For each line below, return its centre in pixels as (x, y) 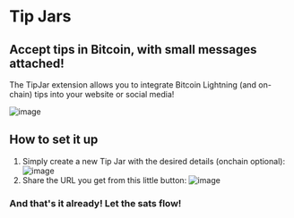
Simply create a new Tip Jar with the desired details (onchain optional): (153, 161)
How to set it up (54, 140)
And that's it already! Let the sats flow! (95, 203)
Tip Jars (40, 17)
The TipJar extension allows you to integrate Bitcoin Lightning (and (133, 85)
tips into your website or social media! (104, 94)
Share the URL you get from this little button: (104, 180)
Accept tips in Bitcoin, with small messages (133, 50)
